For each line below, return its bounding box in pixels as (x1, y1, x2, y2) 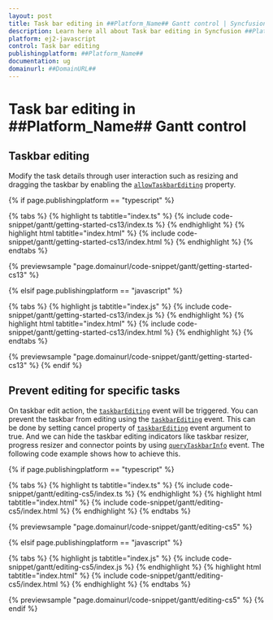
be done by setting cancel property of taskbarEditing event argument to (8, 423, 252, 432)
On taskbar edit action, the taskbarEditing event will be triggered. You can (8, 405, 258, 415)
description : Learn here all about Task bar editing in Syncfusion (8, 27, 242, 35)
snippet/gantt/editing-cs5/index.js (8, 561, 123, 571)
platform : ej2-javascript (8, 34, 96, 43)
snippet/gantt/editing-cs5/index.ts (8, 488, 123, 498)
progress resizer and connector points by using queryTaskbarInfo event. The (8, 440, 265, 449)
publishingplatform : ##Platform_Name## (8, 50, 144, 58)
